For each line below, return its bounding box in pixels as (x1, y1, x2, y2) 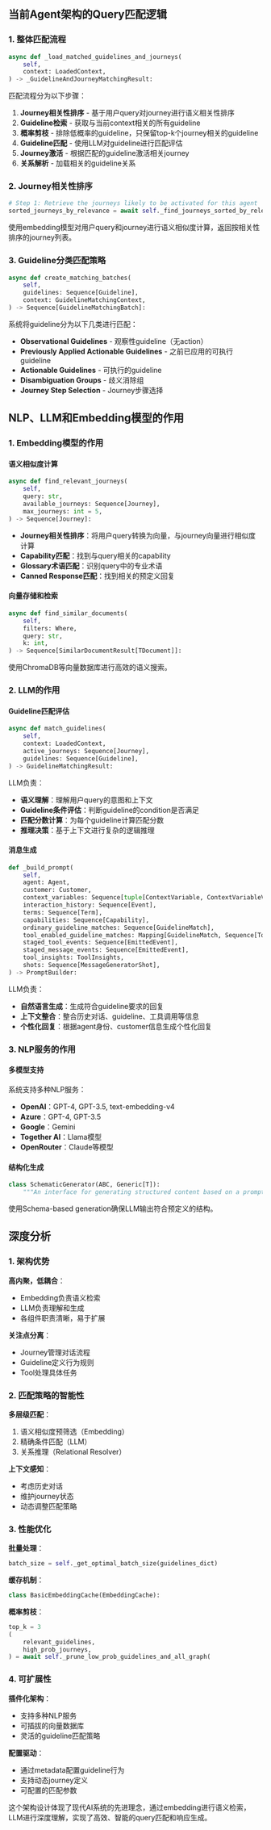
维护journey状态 (19, 1491, 74, 1501)
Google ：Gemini (19, 1121, 76, 1132)
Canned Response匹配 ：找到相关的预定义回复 (19, 571, 175, 580)
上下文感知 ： (8, 1464, 51, 1473)
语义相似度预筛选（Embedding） (19, 1426, 129, 1436)
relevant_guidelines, (23, 1638, 95, 1646)
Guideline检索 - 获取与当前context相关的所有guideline (19, 118, 201, 128)
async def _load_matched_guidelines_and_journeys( (8, 52, 182, 61)
